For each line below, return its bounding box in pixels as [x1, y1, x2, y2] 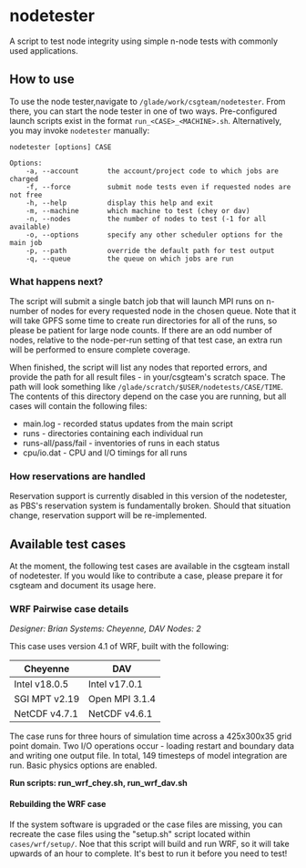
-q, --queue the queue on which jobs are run [25, 254, 234, 263]
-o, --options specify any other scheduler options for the [25, 230, 283, 240]
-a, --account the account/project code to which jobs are [25, 166, 280, 176]
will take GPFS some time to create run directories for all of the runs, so [9, 315, 278, 326]
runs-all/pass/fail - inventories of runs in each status [22, 438, 220, 449]
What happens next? [9, 275, 104, 288]
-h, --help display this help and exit [25, 198, 214, 208]
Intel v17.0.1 [87, 678, 143, 690]
